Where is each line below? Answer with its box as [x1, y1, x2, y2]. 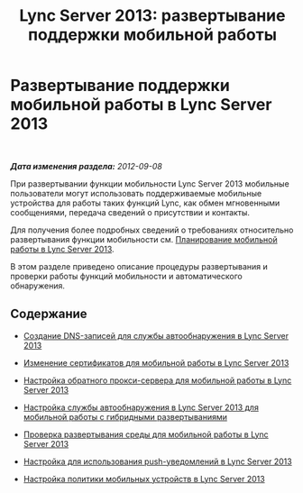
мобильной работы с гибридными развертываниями [23, 411, 228, 422]
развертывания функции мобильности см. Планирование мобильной [10, 233, 278, 244]
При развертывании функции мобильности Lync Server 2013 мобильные [10, 178, 289, 189]
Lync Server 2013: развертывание [19, 5, 286, 26]
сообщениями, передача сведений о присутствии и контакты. [10, 206, 251, 217]
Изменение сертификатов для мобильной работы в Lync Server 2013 [23, 357, 289, 368]
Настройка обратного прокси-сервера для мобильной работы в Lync [23, 375, 292, 386]
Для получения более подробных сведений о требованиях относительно [10, 224, 294, 235]
